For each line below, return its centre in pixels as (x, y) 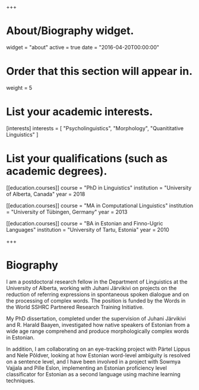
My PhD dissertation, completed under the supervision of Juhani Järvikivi (96, 318)
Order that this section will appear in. (99, 71)
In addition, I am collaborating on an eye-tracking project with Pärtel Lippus (98, 349)
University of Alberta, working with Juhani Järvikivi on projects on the (91, 288)
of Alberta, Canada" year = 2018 (46, 194)
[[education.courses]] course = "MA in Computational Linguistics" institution (100, 205)
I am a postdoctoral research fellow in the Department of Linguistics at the (97, 282)
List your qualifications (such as (87, 159)
